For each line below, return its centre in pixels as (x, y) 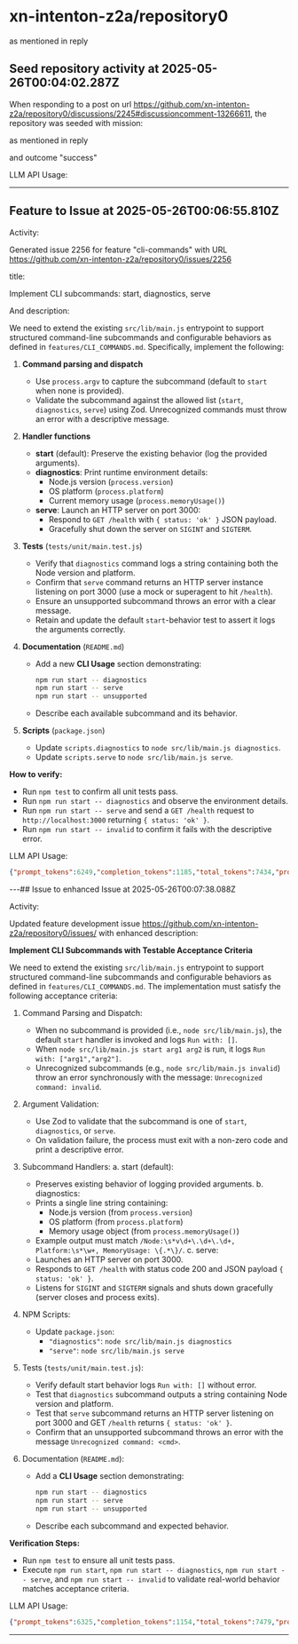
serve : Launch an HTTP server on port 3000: (118, 510)
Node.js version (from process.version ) (121, 1212)
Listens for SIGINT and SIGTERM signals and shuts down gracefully (154, 1288)
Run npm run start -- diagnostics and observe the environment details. (155, 801)
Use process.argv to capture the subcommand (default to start (151, 381)
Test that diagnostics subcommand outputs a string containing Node (161, 1394)
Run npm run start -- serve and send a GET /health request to (138, 811)
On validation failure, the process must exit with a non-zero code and (161, 1140)
